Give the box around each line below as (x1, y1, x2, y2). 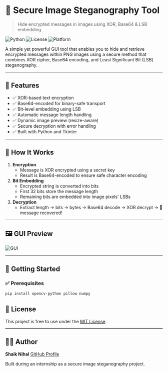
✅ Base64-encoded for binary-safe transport (12, 100, 106, 106)
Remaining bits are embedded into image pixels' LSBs (19, 194, 131, 200)
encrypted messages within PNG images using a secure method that (5, 51, 146, 57)
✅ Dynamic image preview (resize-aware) (12, 117, 99, 123)
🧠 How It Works (5, 148, 54, 157)
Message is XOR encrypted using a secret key (19, 167, 115, 173)
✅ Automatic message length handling (12, 112, 91, 118)
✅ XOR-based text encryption (12, 95, 74, 101)
